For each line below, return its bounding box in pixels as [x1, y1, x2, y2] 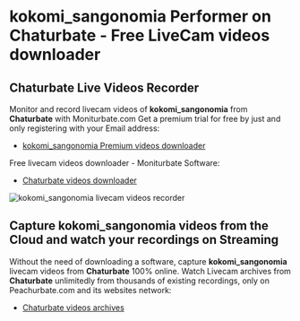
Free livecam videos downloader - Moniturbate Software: [9, 158, 220, 168]
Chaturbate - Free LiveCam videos [9, 25, 270, 46]
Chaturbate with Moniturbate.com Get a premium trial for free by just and [9, 114, 281, 124]
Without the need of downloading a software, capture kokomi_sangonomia [9, 256, 288, 266]
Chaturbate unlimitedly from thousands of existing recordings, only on [9, 275, 270, 286]
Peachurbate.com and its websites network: [9, 284, 172, 295]
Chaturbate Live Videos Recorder [9, 80, 200, 95]
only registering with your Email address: [9, 123, 160, 134]
